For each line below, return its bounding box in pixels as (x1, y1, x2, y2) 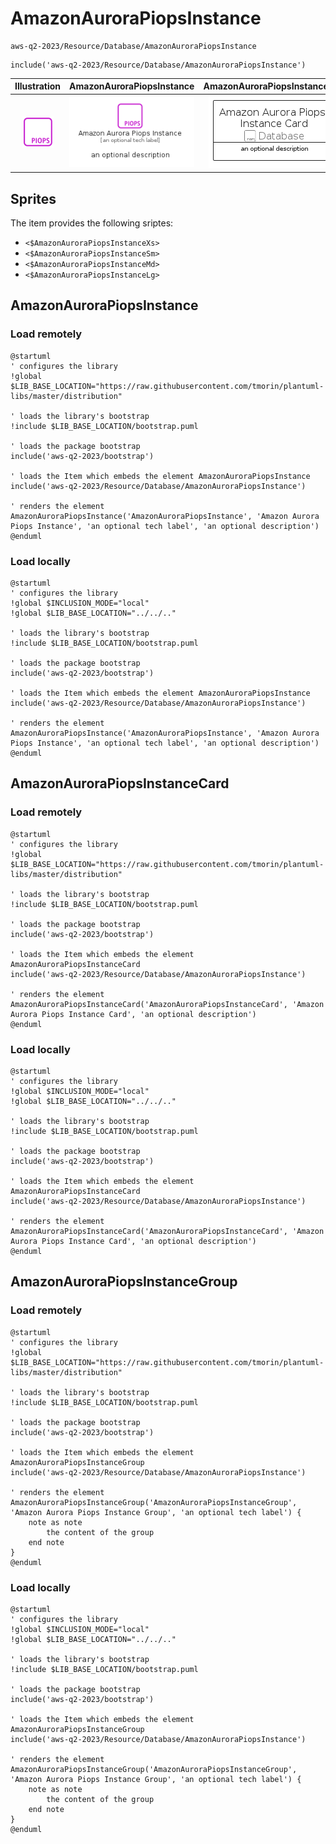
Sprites (10, 190, 57, 207)
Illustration (14, 80, 62, 92)
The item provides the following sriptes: (10, 217, 174, 229)
